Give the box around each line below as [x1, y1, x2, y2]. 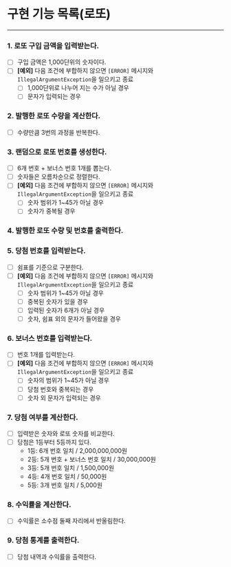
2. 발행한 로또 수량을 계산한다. [7, 111, 101, 121]
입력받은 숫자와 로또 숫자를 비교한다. [16, 429, 115, 437]
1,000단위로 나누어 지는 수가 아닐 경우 [27, 84, 129, 92]
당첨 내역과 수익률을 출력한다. [16, 553, 97, 561]
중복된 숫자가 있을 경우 [27, 297, 89, 306]
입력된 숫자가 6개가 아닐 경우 [27, 306, 105, 314]
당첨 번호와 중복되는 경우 [27, 385, 94, 393]
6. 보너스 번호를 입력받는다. [7, 333, 93, 343]
